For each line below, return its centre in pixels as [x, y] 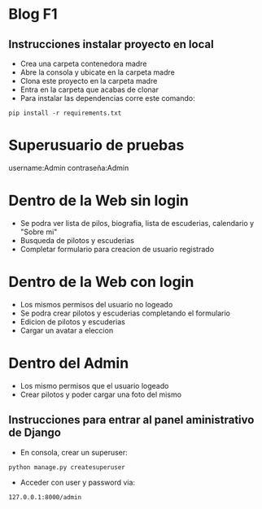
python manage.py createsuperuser [67, 467]
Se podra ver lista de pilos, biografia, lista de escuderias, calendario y [137, 223]
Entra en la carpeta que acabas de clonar [89, 89]
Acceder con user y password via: [78, 482]
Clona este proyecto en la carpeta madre [89, 81]
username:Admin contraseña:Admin [69, 167]
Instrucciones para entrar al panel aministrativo [131, 420]
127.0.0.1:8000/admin [45, 497]
